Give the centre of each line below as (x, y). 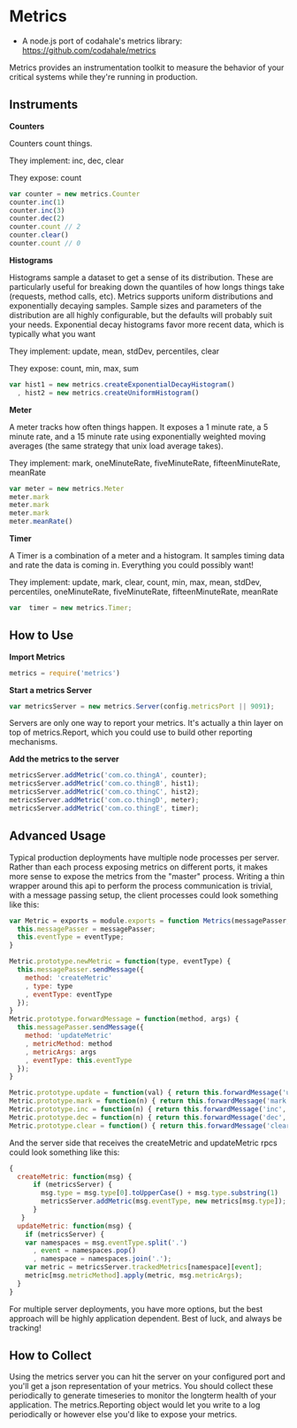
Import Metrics (37, 657)
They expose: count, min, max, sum (74, 368)
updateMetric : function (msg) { (75, 1226)
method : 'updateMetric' (69, 1035)
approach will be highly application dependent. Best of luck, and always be (146, 1318)
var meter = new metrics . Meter (67, 488)
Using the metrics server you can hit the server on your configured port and (147, 1377)
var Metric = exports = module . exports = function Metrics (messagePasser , (150, 921)
